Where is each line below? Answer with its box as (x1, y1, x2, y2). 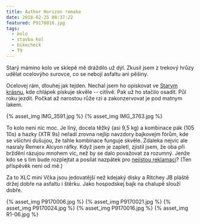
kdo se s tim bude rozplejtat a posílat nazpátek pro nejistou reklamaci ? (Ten (6, 156, 192, 163)
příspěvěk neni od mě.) (6, 162, 63, 169)
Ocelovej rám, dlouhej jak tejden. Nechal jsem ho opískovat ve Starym (6, 82, 178, 89)
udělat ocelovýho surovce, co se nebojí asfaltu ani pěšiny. (6, 70, 149, 78)
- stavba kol (11, 36, 44, 42)
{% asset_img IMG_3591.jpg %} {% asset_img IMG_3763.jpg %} (6, 112, 163, 119)
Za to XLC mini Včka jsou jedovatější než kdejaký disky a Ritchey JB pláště (6, 174, 189, 181)
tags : (6, 25, 20, 32)
